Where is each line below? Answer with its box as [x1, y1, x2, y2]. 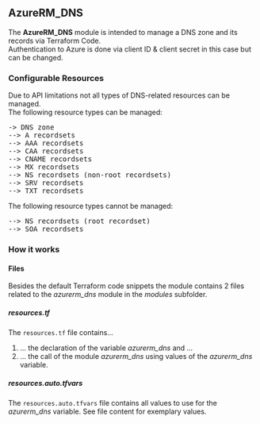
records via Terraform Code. [8, 36, 101, 45]
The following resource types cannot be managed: [8, 202, 174, 211]
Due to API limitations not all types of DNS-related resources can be [8, 91, 230, 100]
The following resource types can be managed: [8, 107, 162, 118]
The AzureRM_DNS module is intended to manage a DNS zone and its [8, 27, 238, 37]
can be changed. [8, 52, 63, 62]
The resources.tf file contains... [8, 328, 113, 337]
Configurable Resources [8, 72, 105, 83]
